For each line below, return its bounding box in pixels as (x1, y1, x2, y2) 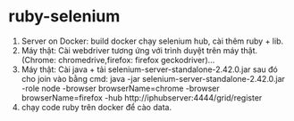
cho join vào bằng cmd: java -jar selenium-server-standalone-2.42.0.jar (21, 73, 285, 84)
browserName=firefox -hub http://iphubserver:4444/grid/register (21, 92, 263, 103)
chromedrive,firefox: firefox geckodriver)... (58, 54, 215, 65)
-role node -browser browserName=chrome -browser (21, 83, 220, 93)
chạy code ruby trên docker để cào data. (21, 101, 172, 112)
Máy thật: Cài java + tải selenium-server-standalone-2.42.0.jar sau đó (21, 64, 279, 75)
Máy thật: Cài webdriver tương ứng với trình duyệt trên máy (21, 44, 239, 55)
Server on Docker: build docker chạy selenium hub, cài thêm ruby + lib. (21, 36, 283, 46)
